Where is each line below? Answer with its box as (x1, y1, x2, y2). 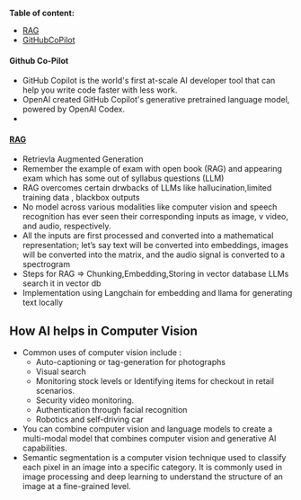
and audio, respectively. (22, 220, 111, 232)
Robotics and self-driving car (35, 414, 144, 425)
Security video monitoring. (35, 395, 135, 406)
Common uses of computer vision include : (22, 347, 182, 358)
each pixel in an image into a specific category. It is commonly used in (22, 462, 283, 473)
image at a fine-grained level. (22, 481, 132, 492)
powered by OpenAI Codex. (22, 103, 126, 115)
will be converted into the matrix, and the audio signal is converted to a (22, 249, 286, 260)
